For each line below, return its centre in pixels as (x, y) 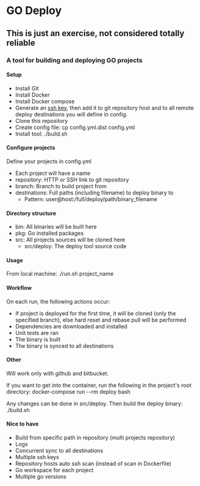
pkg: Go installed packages (49, 234)
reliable (21, 42)
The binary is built (38, 339)
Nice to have (23, 424)
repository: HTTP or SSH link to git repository (72, 179)
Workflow (19, 287)
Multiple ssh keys (37, 457)
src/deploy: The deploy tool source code (75, 246)
